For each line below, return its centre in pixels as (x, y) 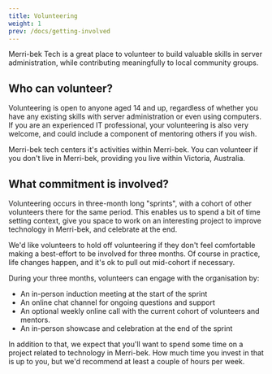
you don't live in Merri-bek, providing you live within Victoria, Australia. (127, 159)
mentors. (35, 320)
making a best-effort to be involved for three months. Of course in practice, (134, 254)
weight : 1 (25, 24)
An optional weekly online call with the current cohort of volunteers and (140, 311)
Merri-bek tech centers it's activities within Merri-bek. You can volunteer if (133, 150)
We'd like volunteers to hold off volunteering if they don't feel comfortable (132, 245)
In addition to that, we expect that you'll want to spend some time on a (126, 344)
